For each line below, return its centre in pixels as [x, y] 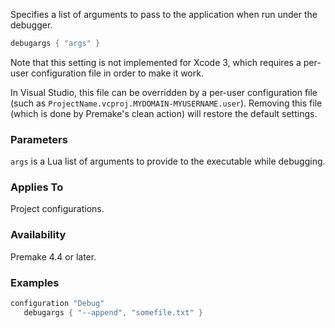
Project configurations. [57, 209]
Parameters [39, 139]
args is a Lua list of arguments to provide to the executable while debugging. [168, 161]
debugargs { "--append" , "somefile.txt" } [113, 312]
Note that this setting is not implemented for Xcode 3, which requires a [156, 62]
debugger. [31, 25]
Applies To [37, 187]
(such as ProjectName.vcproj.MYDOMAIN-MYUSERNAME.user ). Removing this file [166, 103]
